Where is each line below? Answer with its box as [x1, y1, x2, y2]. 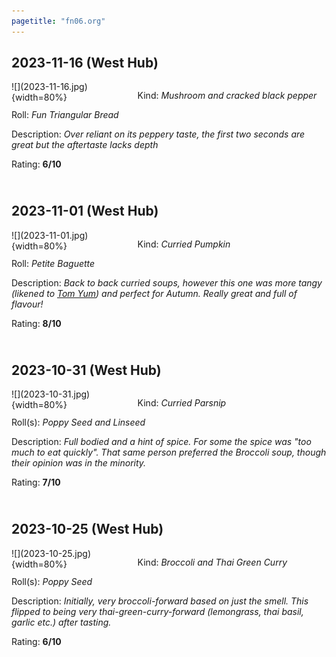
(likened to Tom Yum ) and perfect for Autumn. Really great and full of [11, 287, 298, 299]
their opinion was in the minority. [11, 457, 147, 469]
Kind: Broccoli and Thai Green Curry [137, 556, 288, 568]
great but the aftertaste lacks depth [11, 139, 159, 151]
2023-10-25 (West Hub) [11, 521, 164, 538]
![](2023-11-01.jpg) [11, 229, 89, 241]
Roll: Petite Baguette [11, 257, 96, 269]
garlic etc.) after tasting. [11, 616, 112, 628]
